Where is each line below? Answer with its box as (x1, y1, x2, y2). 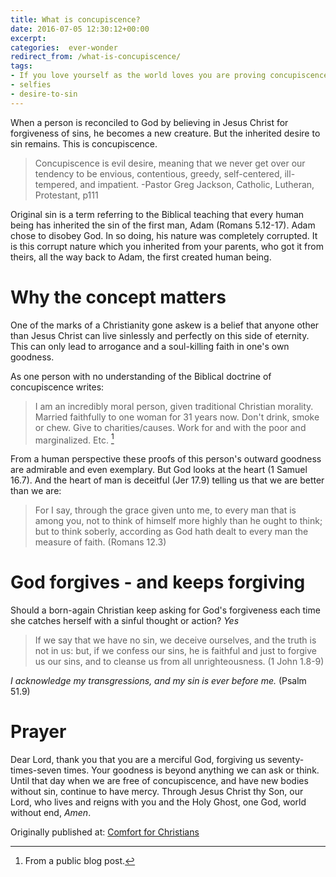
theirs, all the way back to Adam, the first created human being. (10, 251, 272, 263)
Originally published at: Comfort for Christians (10, 826, 200, 838)
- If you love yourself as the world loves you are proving (10, 71, 267, 81)
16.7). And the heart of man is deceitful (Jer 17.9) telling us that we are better (10, 474, 325, 486)
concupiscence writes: (10, 381, 105, 393)
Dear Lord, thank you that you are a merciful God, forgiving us (10, 754, 266, 766)
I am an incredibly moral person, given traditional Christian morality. (34, 400, 314, 412)
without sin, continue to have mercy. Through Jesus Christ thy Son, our (10, 786, 304, 798)
